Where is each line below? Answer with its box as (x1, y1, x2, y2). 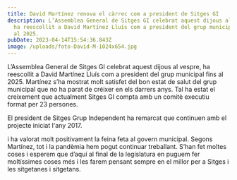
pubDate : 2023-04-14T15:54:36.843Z (7, 37, 112, 44)
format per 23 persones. (7, 100, 79, 108)
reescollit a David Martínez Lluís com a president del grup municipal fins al (7, 70, 224, 78)
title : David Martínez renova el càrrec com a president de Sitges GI (7, 10, 219, 18)
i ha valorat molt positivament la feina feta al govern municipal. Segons (7, 135, 213, 143)
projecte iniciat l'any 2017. (7, 121, 83, 129)
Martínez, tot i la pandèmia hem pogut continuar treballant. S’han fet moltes (7, 143, 227, 150)
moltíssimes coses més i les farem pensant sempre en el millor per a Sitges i (7, 157, 229, 166)
